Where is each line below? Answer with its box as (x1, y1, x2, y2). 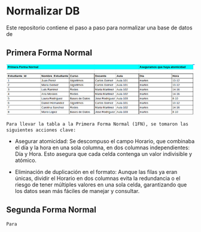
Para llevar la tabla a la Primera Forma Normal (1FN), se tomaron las (6, 121, 188, 127)
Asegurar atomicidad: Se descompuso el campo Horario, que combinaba (14, 137, 195, 144)
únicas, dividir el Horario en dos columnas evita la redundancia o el (14, 174, 181, 182)
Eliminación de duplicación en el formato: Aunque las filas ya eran (14, 168, 178, 175)
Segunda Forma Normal (6, 204, 97, 215)
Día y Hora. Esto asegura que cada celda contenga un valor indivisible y (14, 150, 193, 157)
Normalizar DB (6, 4, 80, 18)
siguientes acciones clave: (6, 127, 77, 133)
